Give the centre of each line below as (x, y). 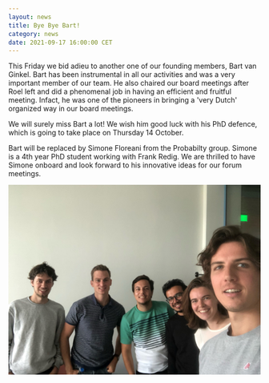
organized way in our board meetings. (71, 109)
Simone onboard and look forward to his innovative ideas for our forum (125, 165)
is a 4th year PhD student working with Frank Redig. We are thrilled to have (132, 157)
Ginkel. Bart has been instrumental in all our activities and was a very (122, 75)
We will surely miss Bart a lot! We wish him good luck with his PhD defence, (133, 124)
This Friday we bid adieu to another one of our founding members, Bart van (132, 66)
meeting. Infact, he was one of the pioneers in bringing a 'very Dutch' (123, 100)
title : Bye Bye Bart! (44, 25)
